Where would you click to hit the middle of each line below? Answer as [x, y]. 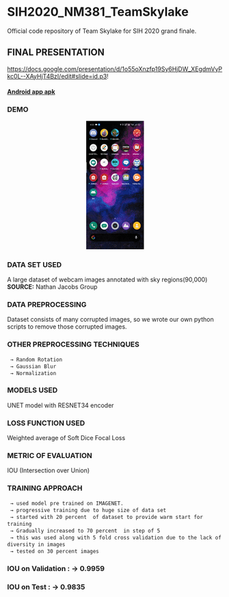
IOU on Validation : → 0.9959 [56, 568]
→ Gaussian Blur [33, 366]
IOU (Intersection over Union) [49, 470]
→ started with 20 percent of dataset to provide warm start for [107, 517]
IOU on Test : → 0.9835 [46, 587]
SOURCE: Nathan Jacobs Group [52, 287]
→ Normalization [33, 373]
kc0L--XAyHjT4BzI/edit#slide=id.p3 [57, 76]
